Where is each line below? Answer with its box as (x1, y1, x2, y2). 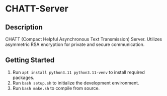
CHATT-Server (5, 3, 69, 14)
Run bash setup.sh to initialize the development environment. (12, 79, 139, 85)
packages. (12, 74, 35, 80)
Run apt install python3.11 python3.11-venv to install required (12, 69, 145, 75)
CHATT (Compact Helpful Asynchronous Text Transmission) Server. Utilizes (5, 36, 162, 42)
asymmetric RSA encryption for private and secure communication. (5, 41, 145, 47)
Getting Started (5, 56, 55, 64)
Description (5, 23, 43, 31)
